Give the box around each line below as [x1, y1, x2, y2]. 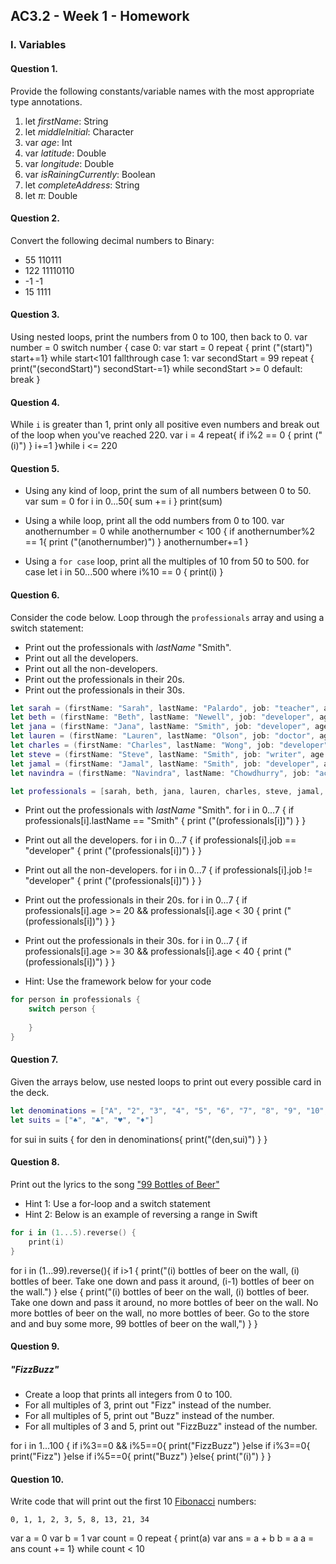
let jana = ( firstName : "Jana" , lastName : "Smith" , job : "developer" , [10, 722, 311, 732]
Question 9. [10, 1340, 60, 1353]
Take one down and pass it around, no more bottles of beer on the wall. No [10, 1296, 319, 1308]
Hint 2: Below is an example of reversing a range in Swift [24, 1208, 258, 1220]
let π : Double [24, 189, 78, 201]
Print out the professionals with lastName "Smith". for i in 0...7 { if [24, 804, 295, 816]
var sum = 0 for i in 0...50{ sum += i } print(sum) [24, 495, 223, 508]
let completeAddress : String [24, 179, 140, 191]
